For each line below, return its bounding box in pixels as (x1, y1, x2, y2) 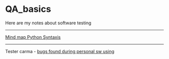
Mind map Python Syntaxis (5, 34, 61, 40)
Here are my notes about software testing (5, 20, 92, 26)
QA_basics (5, 3, 51, 15)
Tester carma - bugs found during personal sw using (5, 48, 115, 54)
